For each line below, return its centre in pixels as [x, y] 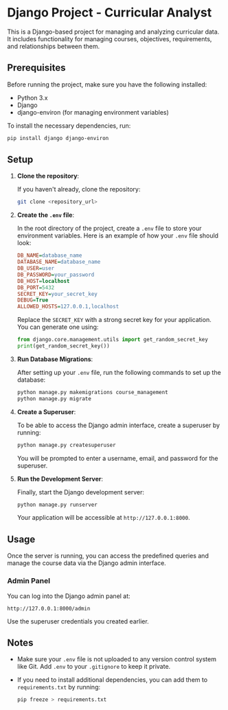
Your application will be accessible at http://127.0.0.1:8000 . [103, 518]
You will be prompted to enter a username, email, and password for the [117, 458]
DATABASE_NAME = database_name [59, 262]
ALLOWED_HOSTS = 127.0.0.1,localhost [68, 307]
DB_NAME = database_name [49, 255]
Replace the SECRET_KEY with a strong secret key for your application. [114, 320]
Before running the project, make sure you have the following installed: [107, 84]
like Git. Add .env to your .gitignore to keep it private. [94, 667]
